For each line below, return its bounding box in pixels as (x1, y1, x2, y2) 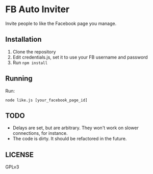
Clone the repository (12, 48, 56, 54)
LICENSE (5, 150, 34, 159)
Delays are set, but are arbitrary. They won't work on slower (12, 125, 139, 131)
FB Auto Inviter (5, 4, 70, 15)
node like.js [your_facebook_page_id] (5, 98, 88, 103)
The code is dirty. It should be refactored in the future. (12, 136, 127, 142)
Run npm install (12, 60, 48, 66)
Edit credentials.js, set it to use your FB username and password (12, 54, 148, 60)
